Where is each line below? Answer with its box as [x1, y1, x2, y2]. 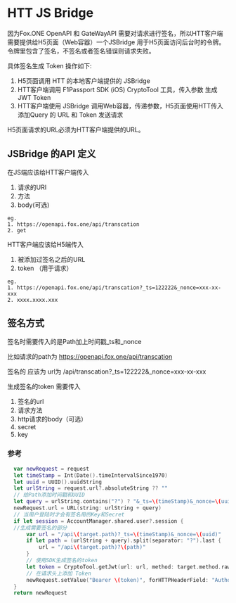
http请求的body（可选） [17, 414, 88, 423]
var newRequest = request [13, 465, 90, 472]
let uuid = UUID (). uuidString [13, 478, 102, 485]
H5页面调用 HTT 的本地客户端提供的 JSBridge [17, 76, 151, 85]
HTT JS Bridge [7, 5, 93, 21]
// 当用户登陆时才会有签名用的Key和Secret [13, 511, 125, 518]
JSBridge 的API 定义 [7, 148, 96, 160]
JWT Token [17, 93, 51, 101]
